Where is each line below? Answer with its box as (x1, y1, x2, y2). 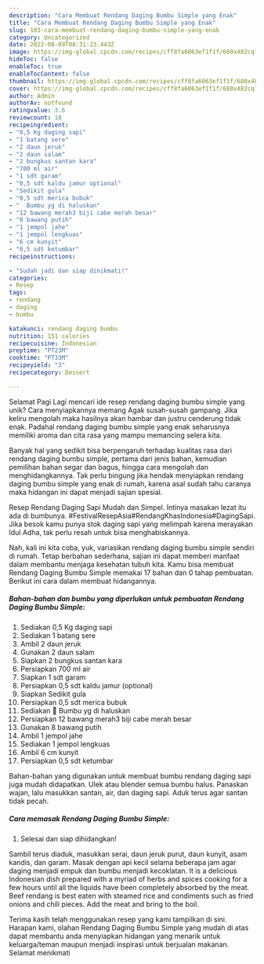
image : (9, 48, 31, 56)
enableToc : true (9, 63, 62, 71)
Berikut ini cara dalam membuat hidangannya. (9, 576, 157, 585)
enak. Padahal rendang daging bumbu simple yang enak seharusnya (9, 422, 230, 431)
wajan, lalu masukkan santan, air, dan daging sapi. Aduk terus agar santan (9, 787, 248, 797)
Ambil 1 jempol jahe (20, 731, 83, 740)
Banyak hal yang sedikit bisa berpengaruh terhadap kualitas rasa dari (9, 445, 233, 455)
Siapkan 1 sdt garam (20, 673, 86, 682)
